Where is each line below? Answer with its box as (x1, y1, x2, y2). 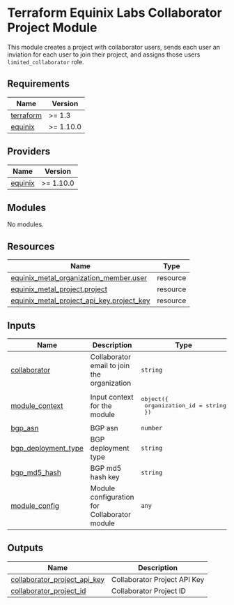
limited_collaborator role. (7, 57, 85, 66)
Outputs (7, 542, 44, 554)
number (141, 424, 163, 432)
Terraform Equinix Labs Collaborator (7, 5, 223, 21)
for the (90, 400, 113, 410)
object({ (141, 395, 169, 402)
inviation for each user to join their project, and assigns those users (7, 50, 201, 59)
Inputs (7, 319, 36, 331)
